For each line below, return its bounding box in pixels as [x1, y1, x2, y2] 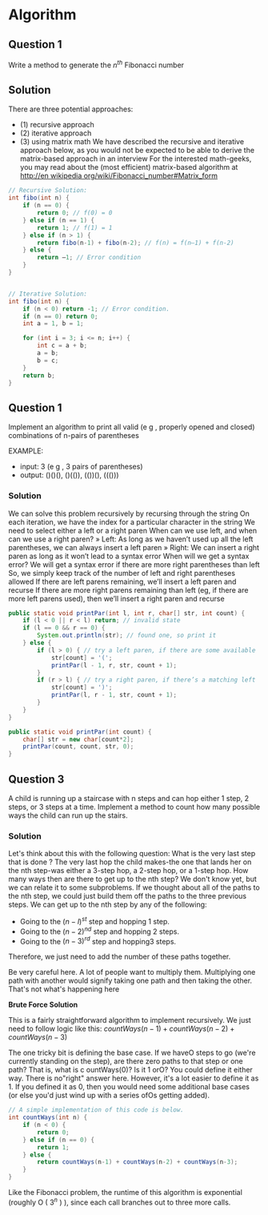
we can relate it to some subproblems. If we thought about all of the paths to [8, 883, 260, 892]
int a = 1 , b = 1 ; [22, 320, 84, 328]
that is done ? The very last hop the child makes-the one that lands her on [8, 857, 252, 867]
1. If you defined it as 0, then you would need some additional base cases [8, 1082, 250, 1092]
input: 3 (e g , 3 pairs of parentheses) [19, 462, 143, 472]
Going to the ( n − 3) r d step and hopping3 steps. [19, 935, 177, 946]
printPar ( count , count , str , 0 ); [22, 742, 134, 750]
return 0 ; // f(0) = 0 [37, 209, 113, 217]
